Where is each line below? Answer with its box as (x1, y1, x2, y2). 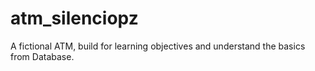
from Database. (10, 50, 75, 62)
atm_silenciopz (10, 7, 139, 30)
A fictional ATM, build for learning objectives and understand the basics (10, 40, 306, 52)
